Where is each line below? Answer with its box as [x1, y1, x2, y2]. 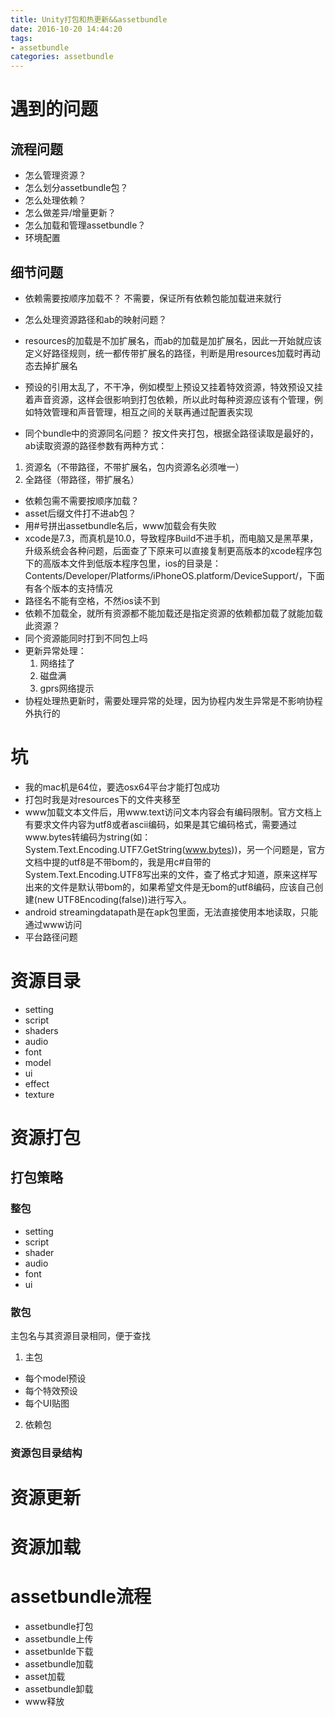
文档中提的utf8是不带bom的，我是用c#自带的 [24, 856, 212, 868]
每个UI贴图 [24, 1397, 70, 1409]
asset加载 [24, 1671, 66, 1683]
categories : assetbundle [10, 52, 114, 62]
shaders [24, 1024, 59, 1036]
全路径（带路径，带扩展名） [24, 473, 140, 485]
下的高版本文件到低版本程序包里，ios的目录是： [24, 557, 222, 569]
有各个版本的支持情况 [24, 582, 113, 594]
